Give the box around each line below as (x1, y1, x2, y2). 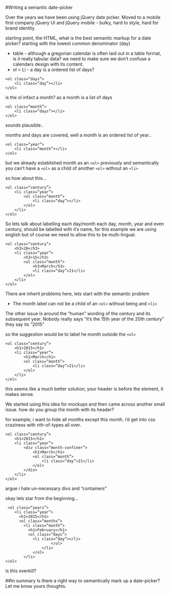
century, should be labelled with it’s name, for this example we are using (5, 226, 157, 232)
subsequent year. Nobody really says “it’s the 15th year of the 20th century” (5, 316, 164, 322)
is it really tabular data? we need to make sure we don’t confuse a (12, 56, 151, 62)
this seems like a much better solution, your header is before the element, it (5, 386, 164, 392)
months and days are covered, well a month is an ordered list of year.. (5, 132, 152, 138)
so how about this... (5, 175, 47, 181)
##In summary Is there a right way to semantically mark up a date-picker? (5, 578, 160, 584)
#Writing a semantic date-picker (5, 5, 73, 10)
